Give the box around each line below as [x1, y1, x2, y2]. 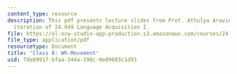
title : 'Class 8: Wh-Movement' [7, 50, 99, 57]
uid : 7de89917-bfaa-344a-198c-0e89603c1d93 [7, 56, 138, 63]
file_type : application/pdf [7, 37, 90, 44]
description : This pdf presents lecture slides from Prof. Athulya [7, 17, 210, 24]
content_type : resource [7, 10, 78, 18]
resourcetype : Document [7, 43, 78, 50]
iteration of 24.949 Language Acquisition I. [13, 23, 150, 30]
